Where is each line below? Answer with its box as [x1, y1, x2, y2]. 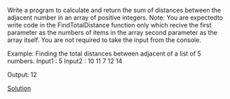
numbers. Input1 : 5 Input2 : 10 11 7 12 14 [7, 57, 123, 65]
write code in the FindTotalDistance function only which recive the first [7, 21, 212, 29]
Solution [7, 84, 32, 92]
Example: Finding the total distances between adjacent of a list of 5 [7, 49, 201, 58]
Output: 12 [7, 70, 37, 79]
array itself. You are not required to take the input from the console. [7, 36, 202, 44]
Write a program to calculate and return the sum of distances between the [7, 6, 222, 14]
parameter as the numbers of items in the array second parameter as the [7, 28, 217, 37]
